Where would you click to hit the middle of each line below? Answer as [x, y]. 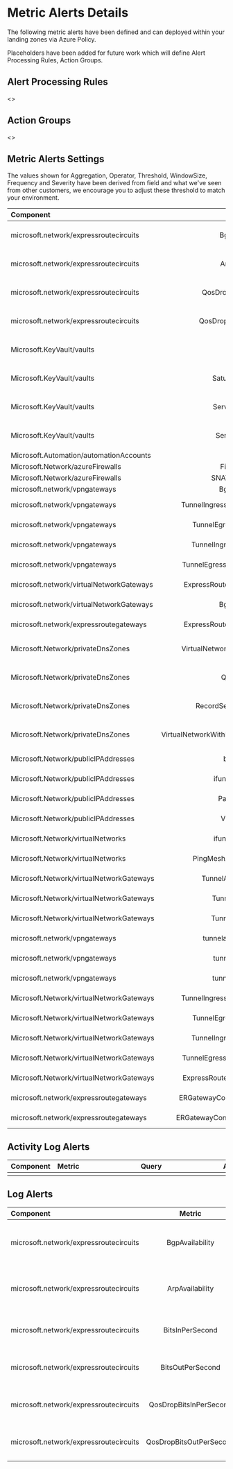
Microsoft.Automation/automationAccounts [81, 456]
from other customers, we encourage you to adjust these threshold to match [116, 190]
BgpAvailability [190, 1243]
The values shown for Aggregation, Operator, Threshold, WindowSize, [107, 175]
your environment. [33, 198]
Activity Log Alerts [49, 1147]
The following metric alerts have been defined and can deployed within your [116, 32]
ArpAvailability [191, 1288]
